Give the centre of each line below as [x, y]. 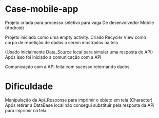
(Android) [15, 27]
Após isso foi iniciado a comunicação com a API [53, 57]
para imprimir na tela [26, 110]
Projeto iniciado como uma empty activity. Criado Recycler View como [76, 37]
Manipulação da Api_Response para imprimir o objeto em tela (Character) [79, 100]
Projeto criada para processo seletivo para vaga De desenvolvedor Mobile [79, 23]
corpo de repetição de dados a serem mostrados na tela [61, 42]
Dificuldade [29, 86]
